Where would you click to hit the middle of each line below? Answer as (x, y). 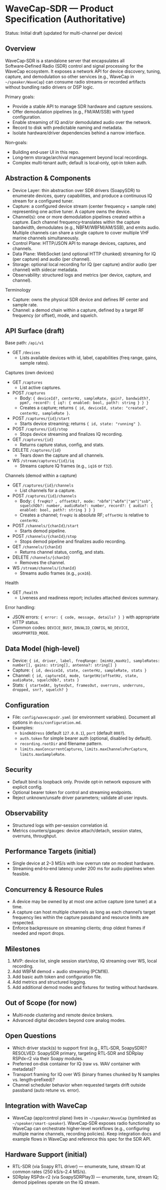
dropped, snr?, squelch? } (40, 690)
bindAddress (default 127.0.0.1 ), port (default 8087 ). (72, 733)
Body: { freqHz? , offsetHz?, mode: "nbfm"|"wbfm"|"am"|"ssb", (86, 501)
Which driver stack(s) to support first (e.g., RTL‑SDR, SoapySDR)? (80, 1048)
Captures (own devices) (30, 373)
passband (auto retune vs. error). (46, 1090)
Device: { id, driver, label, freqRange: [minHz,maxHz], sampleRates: (86, 661)
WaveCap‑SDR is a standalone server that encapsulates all (65, 61)
